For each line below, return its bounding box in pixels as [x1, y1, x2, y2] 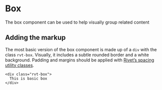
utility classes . [5, 62, 35, 68]
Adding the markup [5, 33, 66, 42]
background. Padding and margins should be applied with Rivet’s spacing [5, 57, 155, 63]
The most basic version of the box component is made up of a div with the [5, 46, 157, 52]
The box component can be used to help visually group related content [5, 19, 150, 25]
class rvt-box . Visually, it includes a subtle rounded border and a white [5, 52, 149, 58]
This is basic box [9, 76, 48, 81]
